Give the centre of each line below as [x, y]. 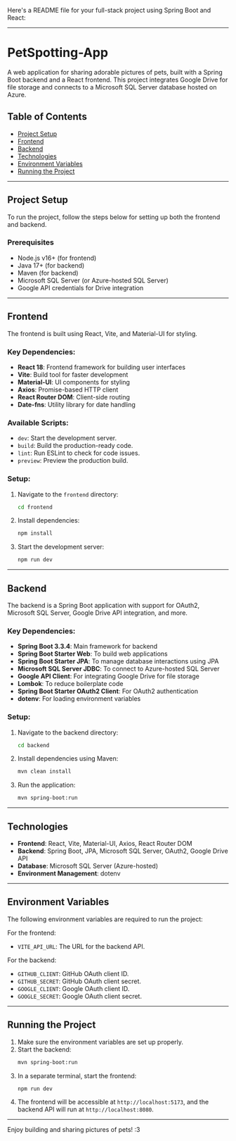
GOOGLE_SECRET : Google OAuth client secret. [80, 996]
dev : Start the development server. [67, 438]
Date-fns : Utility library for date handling [76, 404]
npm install [35, 534]
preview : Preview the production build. [73, 461]
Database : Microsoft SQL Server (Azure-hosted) [87, 866]
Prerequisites [31, 242]
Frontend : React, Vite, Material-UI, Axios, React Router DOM [105, 844]
